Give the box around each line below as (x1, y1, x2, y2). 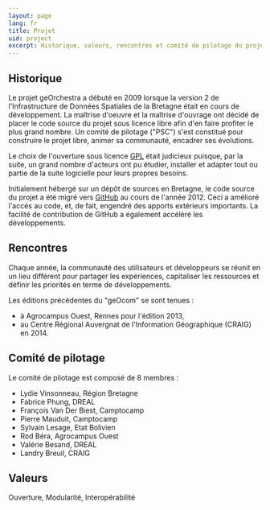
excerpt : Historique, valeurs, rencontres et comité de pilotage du (8, 42, 243, 50)
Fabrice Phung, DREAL (19, 397, 96, 406)
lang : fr (8, 19, 38, 27)
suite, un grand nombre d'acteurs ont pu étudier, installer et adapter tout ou (8, 159, 259, 169)
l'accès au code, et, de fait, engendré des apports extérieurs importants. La (8, 200, 259, 210)
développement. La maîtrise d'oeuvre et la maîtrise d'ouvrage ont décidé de (8, 109, 260, 119)
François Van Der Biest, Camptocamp (19, 405, 145, 415)
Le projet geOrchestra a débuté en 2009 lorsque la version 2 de (8, 93, 219, 102)
